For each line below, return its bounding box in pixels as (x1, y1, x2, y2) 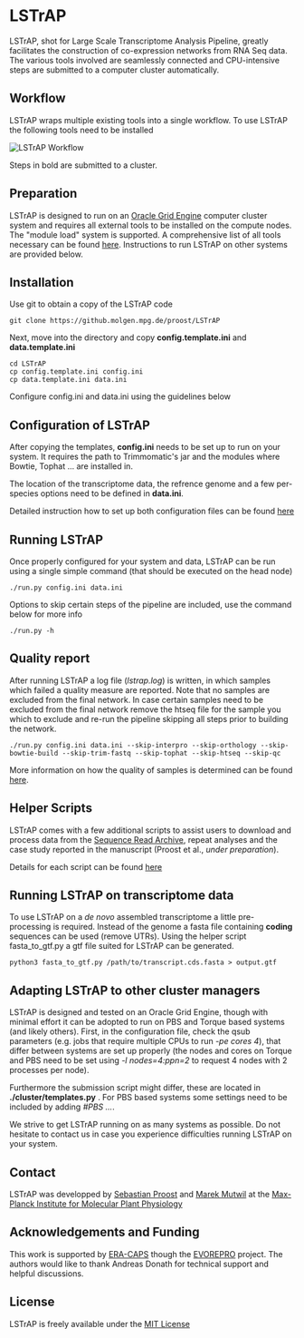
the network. (9, 723, 57, 734)
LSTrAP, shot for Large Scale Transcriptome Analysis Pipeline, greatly (9, 35, 269, 46)
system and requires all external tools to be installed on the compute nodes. (9, 220, 292, 230)
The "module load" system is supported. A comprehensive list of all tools (9, 229, 281, 240)
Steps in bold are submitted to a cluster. (9, 160, 158, 171)
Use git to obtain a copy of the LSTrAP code (9, 298, 174, 309)
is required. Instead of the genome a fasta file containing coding (52, 922, 293, 933)
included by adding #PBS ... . (9, 1101, 115, 1112)
